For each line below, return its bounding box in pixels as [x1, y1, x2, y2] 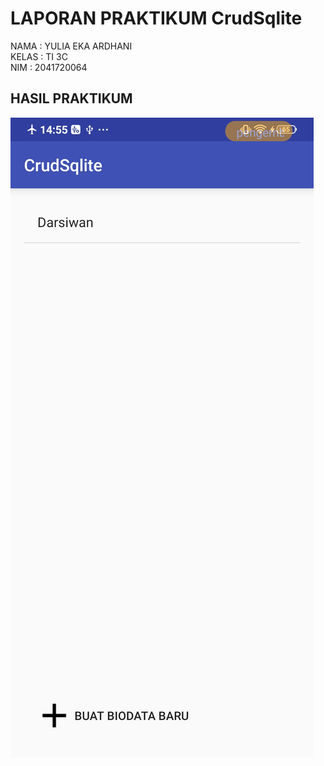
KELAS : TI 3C [10, 50, 68, 62]
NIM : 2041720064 [10, 61, 88, 73]
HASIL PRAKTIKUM [10, 90, 133, 107]
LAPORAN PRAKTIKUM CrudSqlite [10, 7, 303, 30]
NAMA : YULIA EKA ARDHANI [10, 40, 133, 52]
